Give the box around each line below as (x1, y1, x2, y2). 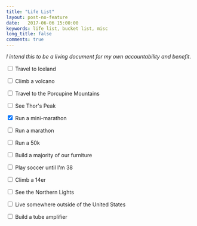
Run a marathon (14, 127, 55, 134)
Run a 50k (14, 139, 41, 146)
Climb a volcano (14, 78, 55, 84)
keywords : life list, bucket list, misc (6, 25, 109, 32)
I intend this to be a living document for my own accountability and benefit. (6, 53, 192, 60)
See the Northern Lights (14, 189, 75, 196)
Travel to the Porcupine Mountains (14, 90, 100, 97)
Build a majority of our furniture (14, 152, 93, 158)
